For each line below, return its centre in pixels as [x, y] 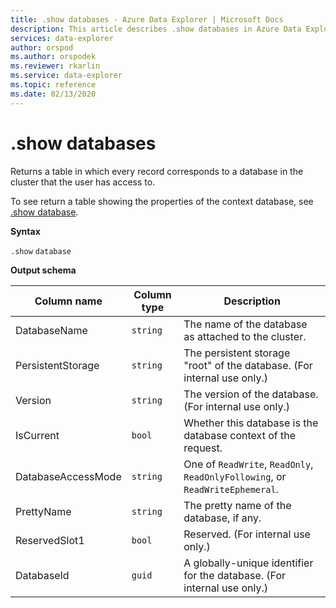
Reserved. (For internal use [247, 534]
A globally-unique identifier [248, 563]
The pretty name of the [237, 505]
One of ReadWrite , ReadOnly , [248, 464]
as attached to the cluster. [245, 336]
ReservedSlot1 [50, 540]
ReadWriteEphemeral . [231, 489]
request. [203, 448]
